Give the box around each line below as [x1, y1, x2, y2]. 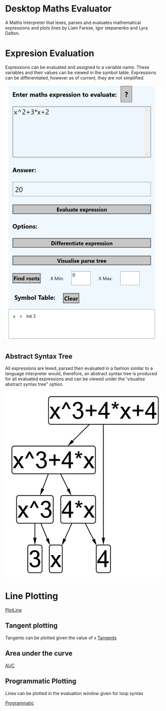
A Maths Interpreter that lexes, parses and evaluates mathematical [5, 19, 141, 25]
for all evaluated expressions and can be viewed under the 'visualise [5, 376, 145, 382]
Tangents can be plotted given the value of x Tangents [5, 635, 117, 641]
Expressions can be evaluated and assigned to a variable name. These [5, 64, 150, 70]
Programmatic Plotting [5, 677, 77, 686]
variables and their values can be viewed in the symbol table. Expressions [5, 69, 157, 75]
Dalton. [5, 30, 20, 36]
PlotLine [5, 607, 22, 613]
